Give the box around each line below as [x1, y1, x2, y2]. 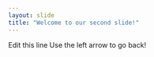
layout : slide [8, 11, 55, 20]
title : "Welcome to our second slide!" [8, 19, 140, 27]
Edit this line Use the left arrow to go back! [8, 40, 147, 49]
